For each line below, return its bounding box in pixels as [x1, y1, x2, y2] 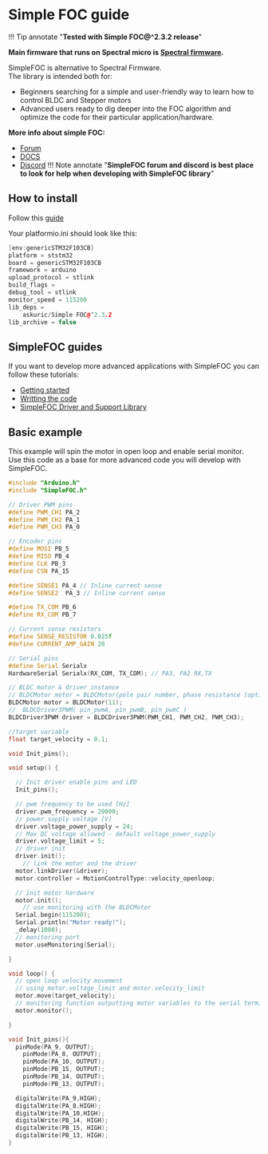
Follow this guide [8, 213, 64, 223]
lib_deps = [8, 303, 45, 311]
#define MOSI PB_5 [8, 545, 69, 553]
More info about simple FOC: [8, 128, 105, 137]
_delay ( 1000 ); [15, 926, 62, 934]
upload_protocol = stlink [8, 274, 94, 282]
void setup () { [8, 764, 59, 772]
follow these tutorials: [8, 370, 80, 380]
